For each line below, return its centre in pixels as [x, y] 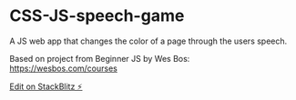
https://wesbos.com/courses [64, 68]
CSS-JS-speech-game [97, 16]
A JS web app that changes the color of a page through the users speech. [148, 41]
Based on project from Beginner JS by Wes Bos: [100, 58]
